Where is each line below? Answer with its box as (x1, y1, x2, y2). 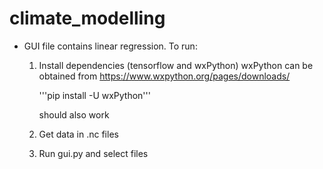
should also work (38, 108, 110, 121)
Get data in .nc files (38, 128, 119, 140)
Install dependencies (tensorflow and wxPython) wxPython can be (38, 59, 314, 71)
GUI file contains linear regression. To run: (23, 40, 198, 52)
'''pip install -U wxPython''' (38, 89, 151, 101)
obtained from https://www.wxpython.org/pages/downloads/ (38, 70, 291, 82)
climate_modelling (9, 7, 166, 30)
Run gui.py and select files (38, 147, 149, 159)
